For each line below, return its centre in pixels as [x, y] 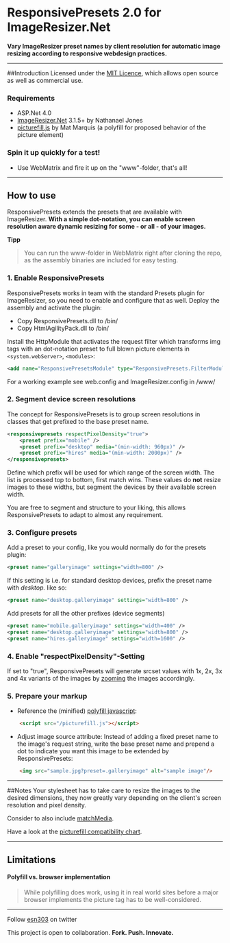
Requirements [31, 98]
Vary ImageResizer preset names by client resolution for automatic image [114, 46]
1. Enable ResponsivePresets [56, 278]
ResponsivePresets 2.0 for [84, 13]
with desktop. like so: [37, 588]
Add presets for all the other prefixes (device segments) [86, 614]
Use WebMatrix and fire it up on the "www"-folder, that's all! [102, 167]
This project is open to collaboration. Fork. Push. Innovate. [90, 932]
